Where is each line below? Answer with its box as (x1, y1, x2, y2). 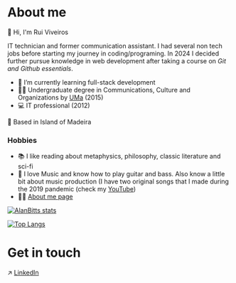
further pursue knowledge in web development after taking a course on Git (7, 56, 226, 65)
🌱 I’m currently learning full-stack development (17, 78, 156, 86)
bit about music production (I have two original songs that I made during (17, 177, 230, 186)
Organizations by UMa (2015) (17, 93, 104, 102)
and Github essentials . (7, 64, 73, 73)
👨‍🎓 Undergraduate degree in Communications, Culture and (17, 85, 191, 94)
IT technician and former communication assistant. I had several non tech (7, 41, 222, 50)
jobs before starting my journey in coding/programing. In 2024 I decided (7, 49, 220, 58)
